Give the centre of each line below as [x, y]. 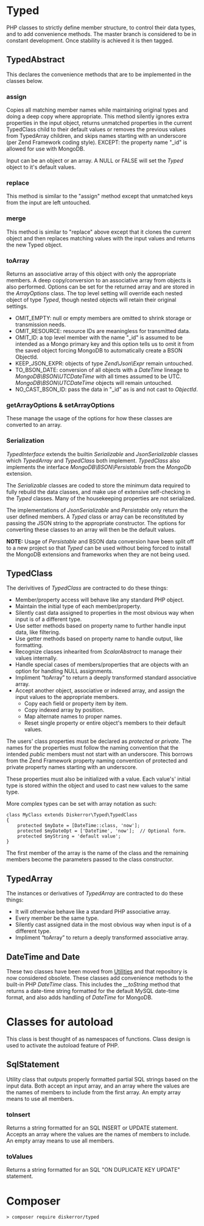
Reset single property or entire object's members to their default [105, 723]
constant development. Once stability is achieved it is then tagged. [90, 40]
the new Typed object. [34, 245]
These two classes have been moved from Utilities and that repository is [97, 971]
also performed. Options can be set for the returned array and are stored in [100, 287]
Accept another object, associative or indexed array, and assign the [100, 690]
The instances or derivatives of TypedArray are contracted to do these [95, 894]
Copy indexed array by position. [64, 710]
